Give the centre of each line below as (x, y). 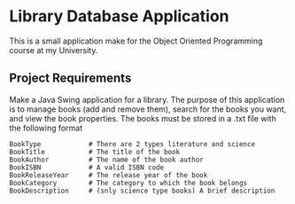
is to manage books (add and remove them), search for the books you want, (148, 109)
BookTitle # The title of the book (94, 152)
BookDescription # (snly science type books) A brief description (142, 191)
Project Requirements (70, 78)
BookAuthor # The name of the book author (106, 160)
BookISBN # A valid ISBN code (87, 167)
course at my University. (54, 50)
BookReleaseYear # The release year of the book (109, 175)
